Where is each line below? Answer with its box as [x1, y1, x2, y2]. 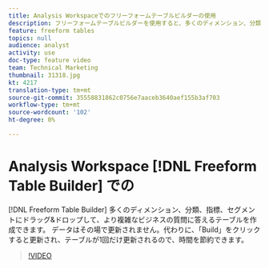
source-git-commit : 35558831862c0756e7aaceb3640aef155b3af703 [8, 94, 220, 102]
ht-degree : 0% [8, 116, 56, 124]
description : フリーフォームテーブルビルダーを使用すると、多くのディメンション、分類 [8, 19, 262, 27]
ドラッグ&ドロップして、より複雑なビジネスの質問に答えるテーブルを [22, 214, 251, 224]
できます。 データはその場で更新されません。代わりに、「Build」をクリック [14, 225, 261, 234]
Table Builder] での [8, 177, 134, 195]
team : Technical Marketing [8, 64, 98, 72]
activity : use [8, 49, 56, 57]
